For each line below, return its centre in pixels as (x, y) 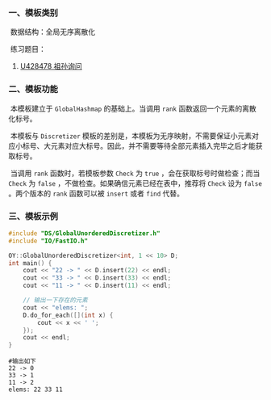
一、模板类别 (33, 12)
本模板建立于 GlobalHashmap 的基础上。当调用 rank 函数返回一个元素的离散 (133, 108)
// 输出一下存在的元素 (56, 301)
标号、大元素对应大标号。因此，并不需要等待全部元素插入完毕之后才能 (139, 145)
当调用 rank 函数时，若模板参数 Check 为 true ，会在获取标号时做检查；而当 (135, 173)
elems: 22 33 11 (35, 389)
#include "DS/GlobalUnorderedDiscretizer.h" (84, 233)
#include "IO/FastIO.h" (48, 241)
